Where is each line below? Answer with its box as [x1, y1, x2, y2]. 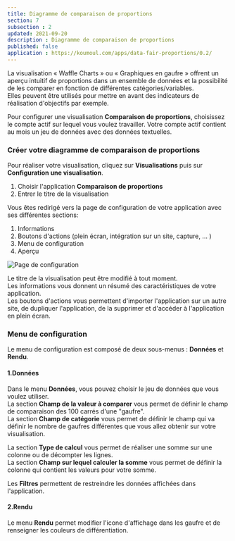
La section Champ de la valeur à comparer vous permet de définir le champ [7, 399, 229, 408]
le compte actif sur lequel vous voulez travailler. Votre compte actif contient [7, 120, 227, 128]
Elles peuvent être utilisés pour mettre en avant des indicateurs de [7, 91, 199, 99]
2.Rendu [7, 503, 33, 511]
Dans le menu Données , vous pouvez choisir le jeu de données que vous [7, 385, 220, 393]
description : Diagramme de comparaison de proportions [7, 37, 174, 44]
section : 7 [7, 17, 39, 24]
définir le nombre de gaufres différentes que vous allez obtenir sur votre [7, 422, 217, 430]
